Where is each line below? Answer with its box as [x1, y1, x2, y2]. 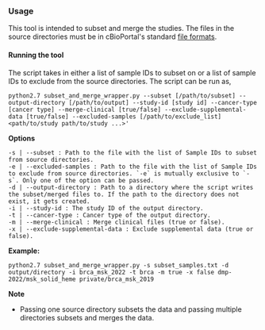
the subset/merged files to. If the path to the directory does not [8, 190, 240, 198]
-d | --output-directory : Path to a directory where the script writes [8, 183, 254, 191]
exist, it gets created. [8, 197, 90, 205]
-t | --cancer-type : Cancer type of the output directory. [8, 211, 212, 219]
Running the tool [8, 50, 64, 59]
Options [8, 133, 36, 143]
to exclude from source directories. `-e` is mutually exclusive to [8, 169, 240, 178]
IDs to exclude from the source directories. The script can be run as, [8, 76, 232, 86]
